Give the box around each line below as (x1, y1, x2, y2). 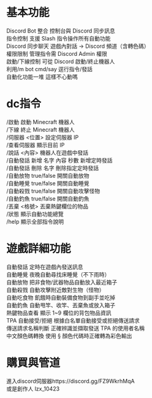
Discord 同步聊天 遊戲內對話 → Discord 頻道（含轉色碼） (6, 42, 150, 50)
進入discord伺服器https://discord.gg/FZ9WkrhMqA (6, 377, 135, 385)
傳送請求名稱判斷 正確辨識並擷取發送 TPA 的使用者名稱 (6, 324, 145, 332)
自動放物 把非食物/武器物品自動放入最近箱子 (6, 278, 118, 286)
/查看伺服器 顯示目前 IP (6, 141, 65, 148)
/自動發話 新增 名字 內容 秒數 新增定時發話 (6, 156, 113, 164)
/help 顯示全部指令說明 (6, 218, 64, 225)
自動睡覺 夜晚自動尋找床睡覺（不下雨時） (6, 270, 110, 278)
